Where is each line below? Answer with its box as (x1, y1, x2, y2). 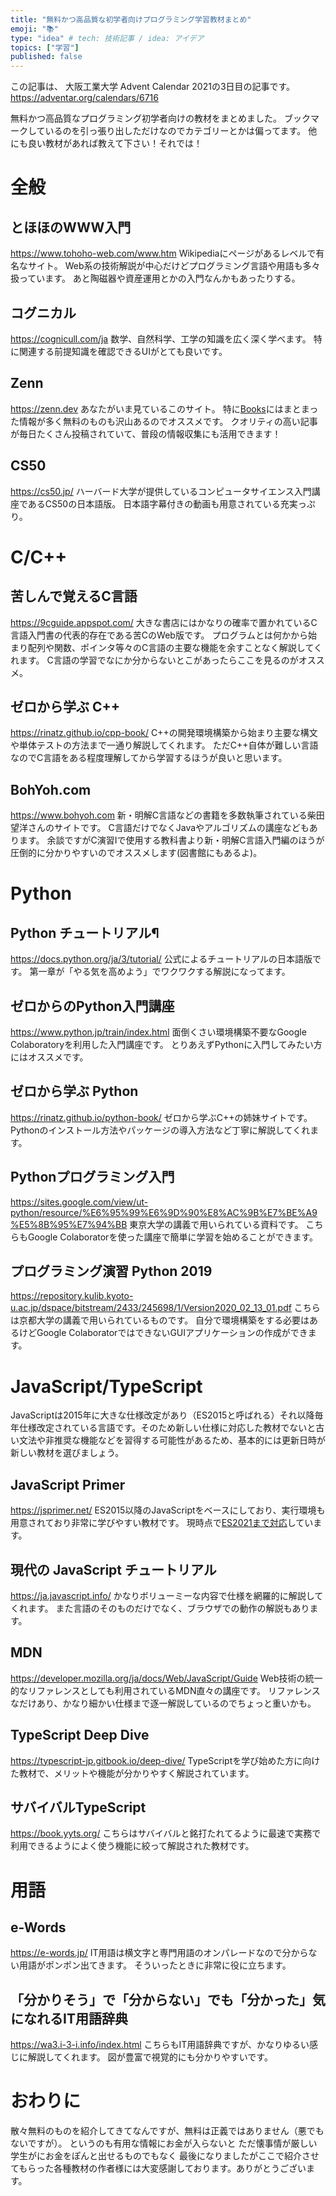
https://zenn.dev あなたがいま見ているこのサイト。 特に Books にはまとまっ (10, 402, 319, 415)
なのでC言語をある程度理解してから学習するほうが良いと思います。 (10, 752, 288, 764)
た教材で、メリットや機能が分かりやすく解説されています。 (10, 1767, 255, 1779)
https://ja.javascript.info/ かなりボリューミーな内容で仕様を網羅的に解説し (10, 1590, 315, 1601)
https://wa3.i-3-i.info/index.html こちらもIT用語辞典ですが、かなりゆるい (10, 2039, 310, 2051)
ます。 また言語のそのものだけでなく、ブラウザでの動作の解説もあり (27, 1602, 310, 1614)
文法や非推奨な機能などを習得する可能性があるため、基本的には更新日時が (18, 1434, 326, 1446)
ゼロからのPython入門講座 (10, 997, 175, 1015)
